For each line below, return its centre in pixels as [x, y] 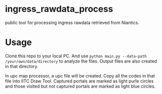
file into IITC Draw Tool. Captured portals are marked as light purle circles [79, 81]
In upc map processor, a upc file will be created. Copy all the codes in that [80, 76]
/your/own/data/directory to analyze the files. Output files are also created [81, 61]
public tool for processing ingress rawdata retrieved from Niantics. [72, 23]
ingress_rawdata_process [59, 9]
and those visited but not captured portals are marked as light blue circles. [80, 86]
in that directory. [22, 66]
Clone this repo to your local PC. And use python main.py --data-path [76, 56]
